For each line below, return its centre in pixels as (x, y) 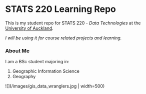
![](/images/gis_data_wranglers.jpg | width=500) (55, 86)
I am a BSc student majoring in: (37, 62)
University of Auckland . (29, 28)
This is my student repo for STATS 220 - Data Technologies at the (73, 23)
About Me (17, 51)
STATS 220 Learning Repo (61, 9)
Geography (24, 77)
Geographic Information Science (46, 71)
